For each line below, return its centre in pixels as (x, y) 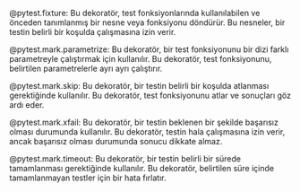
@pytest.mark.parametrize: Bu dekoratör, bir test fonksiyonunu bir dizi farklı (149, 49)
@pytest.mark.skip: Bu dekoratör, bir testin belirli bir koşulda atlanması (139, 86)
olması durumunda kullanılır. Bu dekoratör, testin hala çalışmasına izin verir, (147, 132)
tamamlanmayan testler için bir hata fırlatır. (88, 178)
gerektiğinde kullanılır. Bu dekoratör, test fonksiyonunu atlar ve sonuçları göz (150, 95)
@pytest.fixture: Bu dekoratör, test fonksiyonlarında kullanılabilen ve (135, 13)
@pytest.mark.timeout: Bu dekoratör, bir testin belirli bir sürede (125, 159)
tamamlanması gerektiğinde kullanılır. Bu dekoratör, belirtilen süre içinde (142, 168)
